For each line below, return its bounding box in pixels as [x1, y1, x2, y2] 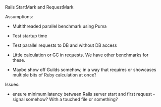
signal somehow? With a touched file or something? [12, 96, 118, 102]
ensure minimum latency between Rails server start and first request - [12, 91, 155, 97]
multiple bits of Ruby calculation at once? [12, 72, 97, 78]
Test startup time [12, 33, 47, 38]
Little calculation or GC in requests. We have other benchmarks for [12, 52, 149, 58]
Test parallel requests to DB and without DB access [12, 42, 117, 48]
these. [12, 57, 26, 63]
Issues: [5, 81, 20, 87]
